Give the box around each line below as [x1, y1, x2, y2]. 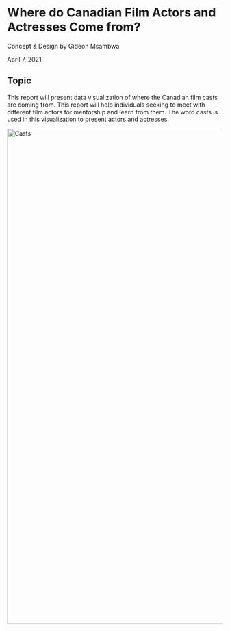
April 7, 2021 [7, 55, 42, 63]
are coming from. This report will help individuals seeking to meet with [7, 101, 205, 109]
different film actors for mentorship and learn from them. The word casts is [7, 107, 218, 116]
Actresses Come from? [7, 19, 141, 35]
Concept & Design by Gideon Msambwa [7, 42, 120, 50]
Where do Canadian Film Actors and [7, 5, 216, 21]
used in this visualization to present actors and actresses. [7, 115, 170, 123]
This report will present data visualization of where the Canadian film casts [7, 93, 218, 101]
